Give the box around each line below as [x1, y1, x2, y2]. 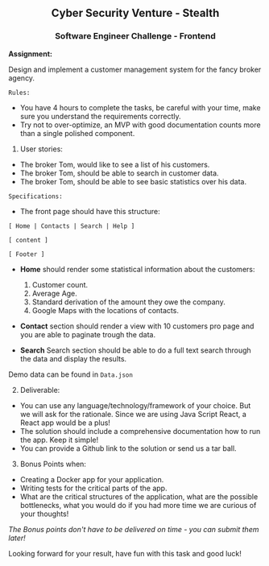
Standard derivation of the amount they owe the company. [31, 297, 226, 307]
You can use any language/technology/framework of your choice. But [19, 400, 251, 410]
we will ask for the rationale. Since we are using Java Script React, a [19, 409, 247, 419]
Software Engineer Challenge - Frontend [55, 31, 216, 42]
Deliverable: [19, 385, 60, 395]
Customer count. [31, 279, 89, 289]
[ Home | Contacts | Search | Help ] [8, 221, 135, 230]
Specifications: [8, 192, 63, 200]
